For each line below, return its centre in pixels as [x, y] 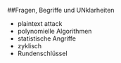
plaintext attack [40, 23]
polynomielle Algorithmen [55, 31]
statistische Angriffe [46, 38]
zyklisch [30, 46]
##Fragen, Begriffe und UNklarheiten [61, 10]
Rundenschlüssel [43, 53]
